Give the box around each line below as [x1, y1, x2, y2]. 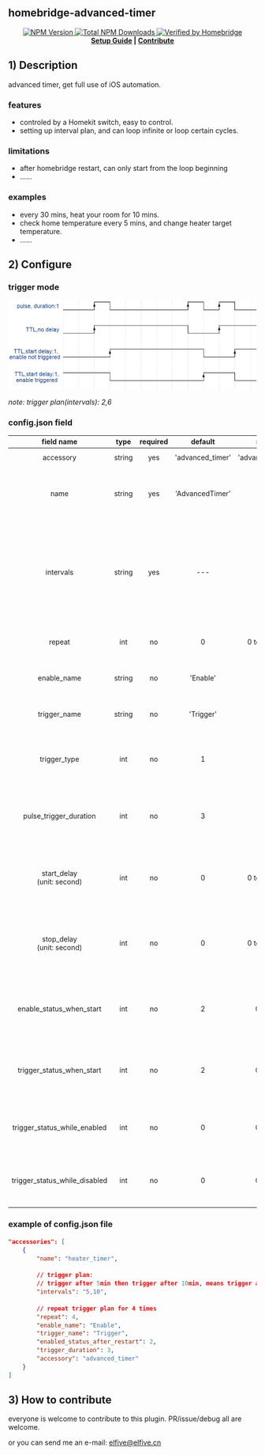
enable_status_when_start [17, 1004, 102, 1014]
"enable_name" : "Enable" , [36, 1321, 122, 1329]
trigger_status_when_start [17, 1066, 102, 1075]
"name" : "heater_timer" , [36, 1254, 118, 1263]
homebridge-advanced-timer [8, 6, 156, 20]
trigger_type [39, 754, 80, 763]
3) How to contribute [8, 1393, 112, 1407]
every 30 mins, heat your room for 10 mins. [19, 210, 160, 219]
